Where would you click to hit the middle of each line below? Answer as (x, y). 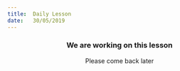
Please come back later (120, 60)
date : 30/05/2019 (36, 21)
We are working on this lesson (120, 45)
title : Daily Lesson (39, 14)
